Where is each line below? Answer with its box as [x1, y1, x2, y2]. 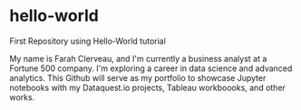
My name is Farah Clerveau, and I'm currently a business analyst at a [9, 53, 267, 64]
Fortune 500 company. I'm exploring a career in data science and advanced [9, 63, 293, 74]
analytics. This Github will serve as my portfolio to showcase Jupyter [9, 72, 267, 83]
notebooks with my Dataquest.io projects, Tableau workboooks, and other [9, 82, 286, 93]
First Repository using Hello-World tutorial [9, 35, 166, 46]
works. [9, 92, 35, 103]
